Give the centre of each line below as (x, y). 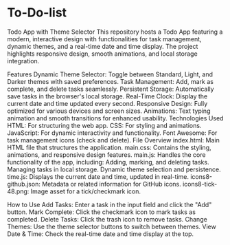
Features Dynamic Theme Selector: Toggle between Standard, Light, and (110, 74)
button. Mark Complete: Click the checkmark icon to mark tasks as (101, 212)
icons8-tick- (200, 184)
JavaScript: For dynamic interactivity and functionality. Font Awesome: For (112, 133)
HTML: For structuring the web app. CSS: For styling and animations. (104, 125)
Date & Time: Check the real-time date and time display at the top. (101, 234)
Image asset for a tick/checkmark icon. (86, 191)
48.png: (18, 191)
